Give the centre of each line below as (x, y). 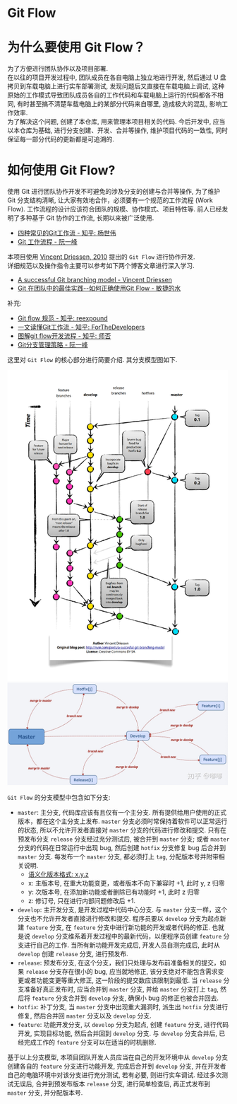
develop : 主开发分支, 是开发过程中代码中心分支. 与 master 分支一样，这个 (122, 910)
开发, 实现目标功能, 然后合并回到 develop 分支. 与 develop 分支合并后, (117, 1033)
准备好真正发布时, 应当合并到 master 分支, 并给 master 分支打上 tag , (121, 989)
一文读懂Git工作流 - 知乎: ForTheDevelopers (81, 327)
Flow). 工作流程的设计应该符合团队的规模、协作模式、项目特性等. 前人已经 (115, 209)
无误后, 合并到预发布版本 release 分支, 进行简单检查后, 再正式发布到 (111, 1083)
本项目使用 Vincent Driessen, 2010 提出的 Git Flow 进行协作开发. (101, 257)
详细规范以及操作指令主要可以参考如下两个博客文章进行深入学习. (101, 266)
